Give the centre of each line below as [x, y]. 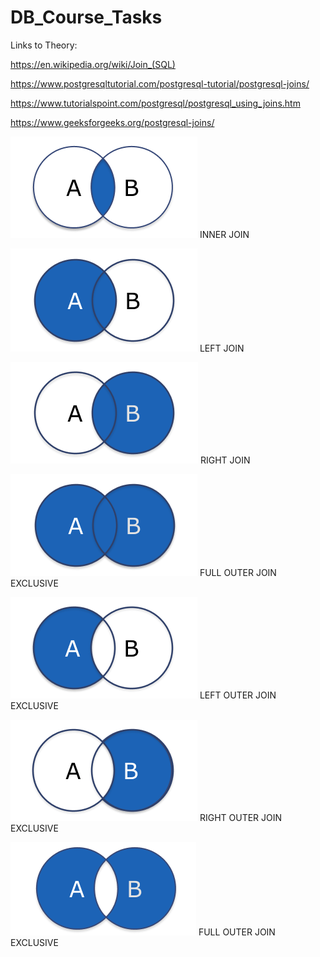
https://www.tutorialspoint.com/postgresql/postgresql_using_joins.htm [155, 103]
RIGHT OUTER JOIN [241, 817]
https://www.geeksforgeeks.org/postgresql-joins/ [112, 122]
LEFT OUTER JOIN [238, 695]
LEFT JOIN [222, 348]
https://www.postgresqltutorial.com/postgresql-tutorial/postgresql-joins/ [160, 83]
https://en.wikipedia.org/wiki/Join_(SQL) [93, 64]
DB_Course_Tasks [86, 17]
